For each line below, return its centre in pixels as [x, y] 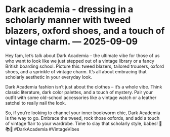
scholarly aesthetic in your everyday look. [49, 77]
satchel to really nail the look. [36, 103]
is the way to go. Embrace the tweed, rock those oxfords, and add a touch [82, 118]
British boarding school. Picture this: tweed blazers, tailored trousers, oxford [85, 66]
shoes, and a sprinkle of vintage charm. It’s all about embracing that [76, 71]
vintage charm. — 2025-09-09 [72, 42]
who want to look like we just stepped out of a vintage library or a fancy [80, 61]
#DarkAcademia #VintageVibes [47, 129]
